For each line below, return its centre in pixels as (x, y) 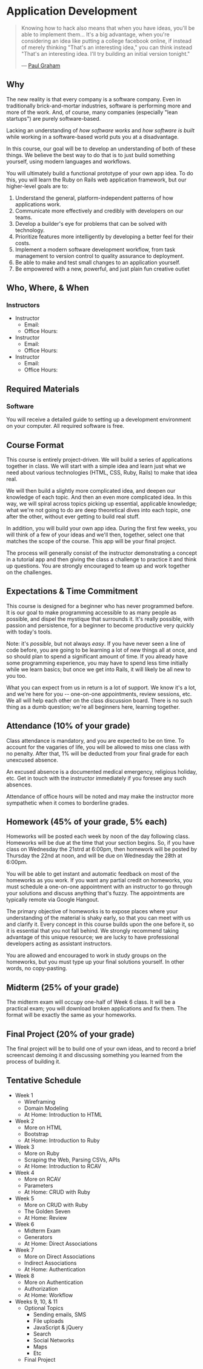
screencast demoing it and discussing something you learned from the (95, 1055)
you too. (17, 675)
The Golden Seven (47, 1211)
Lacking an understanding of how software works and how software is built (101, 130)
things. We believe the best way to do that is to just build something (91, 155)
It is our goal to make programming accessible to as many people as (92, 612)
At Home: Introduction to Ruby (62, 1140)
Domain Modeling (46, 1108)
